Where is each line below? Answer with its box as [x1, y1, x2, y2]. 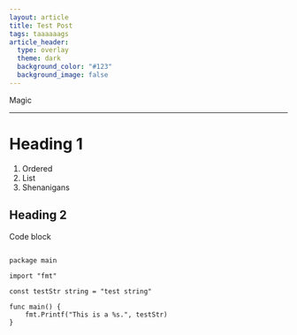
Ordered [21, 163, 53, 173]
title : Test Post [9, 21, 73, 30]
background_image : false [17, 71, 109, 80]
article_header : [9, 37, 69, 47]
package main [9, 255, 57, 265]
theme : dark [17, 54, 62, 63]
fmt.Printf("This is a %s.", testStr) [25, 310, 168, 319]
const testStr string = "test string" [9, 286, 152, 296]
